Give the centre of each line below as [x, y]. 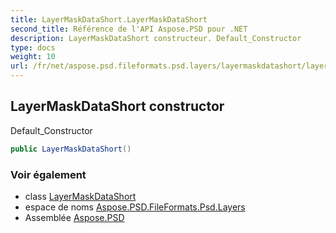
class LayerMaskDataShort [80, 196]
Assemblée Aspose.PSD [74, 217]
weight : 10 [33, 57]
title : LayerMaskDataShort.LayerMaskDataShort [109, 19]
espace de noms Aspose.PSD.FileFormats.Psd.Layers [135, 207]
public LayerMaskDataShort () [71, 149]
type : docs [33, 47]
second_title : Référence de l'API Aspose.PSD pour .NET [129, 29]
